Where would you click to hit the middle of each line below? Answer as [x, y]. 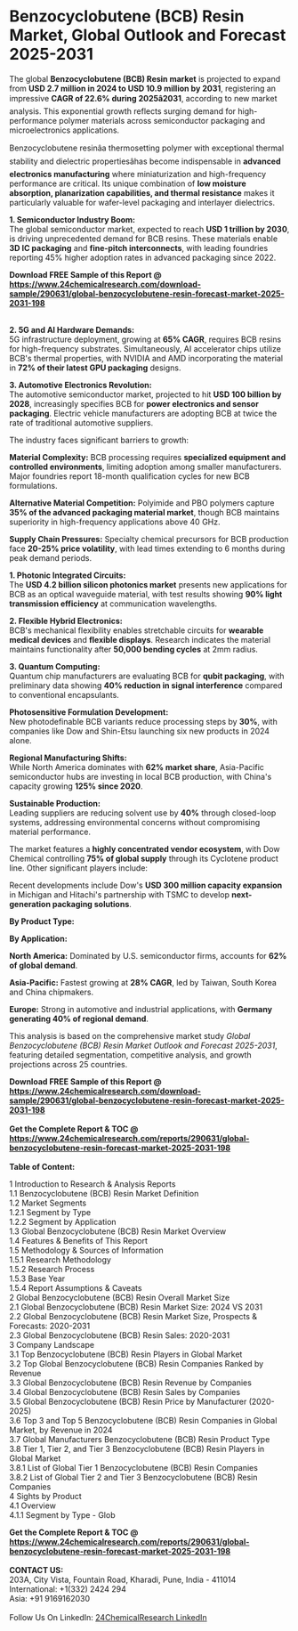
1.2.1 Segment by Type [50, 1212]
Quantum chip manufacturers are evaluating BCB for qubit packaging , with [147, 676]
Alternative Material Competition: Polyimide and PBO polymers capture [142, 503]
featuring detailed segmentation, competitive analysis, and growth [130, 1055]
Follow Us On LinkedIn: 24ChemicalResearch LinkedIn [108, 1617]
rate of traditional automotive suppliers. [81, 422]
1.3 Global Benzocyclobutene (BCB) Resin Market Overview [118, 1231]
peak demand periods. [50, 557]
